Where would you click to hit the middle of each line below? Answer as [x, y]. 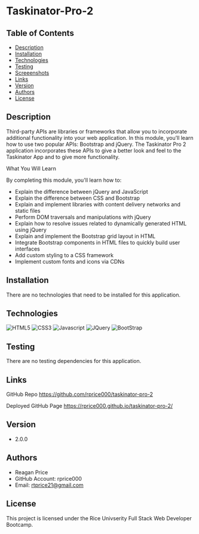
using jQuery [30, 230]
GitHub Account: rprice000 [48, 478]
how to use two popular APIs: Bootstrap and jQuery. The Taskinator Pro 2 [96, 144]
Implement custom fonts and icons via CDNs [70, 261]
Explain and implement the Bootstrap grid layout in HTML [85, 236]
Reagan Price [31, 472]
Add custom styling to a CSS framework [64, 255]
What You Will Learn [31, 168]
